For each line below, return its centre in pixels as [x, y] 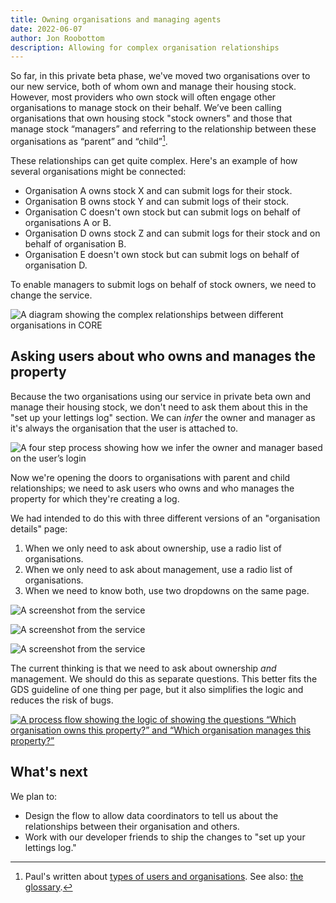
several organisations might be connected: [98, 171]
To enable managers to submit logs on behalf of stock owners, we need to [163, 284]
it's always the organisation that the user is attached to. [124, 428]
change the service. [51, 295]
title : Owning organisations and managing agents [116, 19]
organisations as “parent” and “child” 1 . [89, 140]
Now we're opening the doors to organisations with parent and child [150, 477]
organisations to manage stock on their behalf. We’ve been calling [146, 108]
